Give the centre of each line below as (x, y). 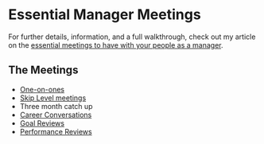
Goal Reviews (42, 123)
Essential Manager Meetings (105, 15)
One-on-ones (42, 89)
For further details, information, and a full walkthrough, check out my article (132, 37)
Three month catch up (56, 106)
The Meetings (43, 70)
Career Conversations (56, 115)
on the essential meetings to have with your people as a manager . (116, 45)
